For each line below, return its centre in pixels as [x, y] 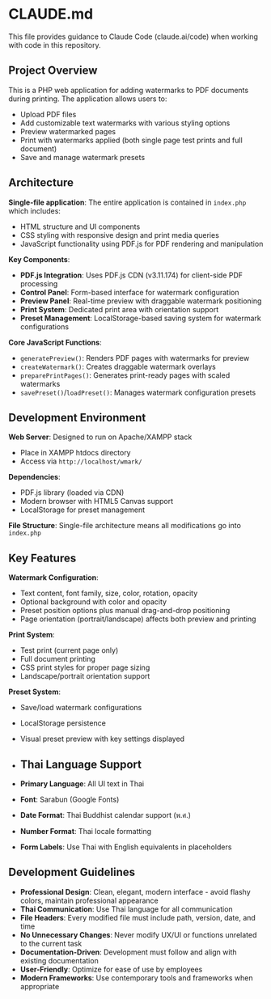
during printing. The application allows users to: [88, 99]
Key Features [42, 558]
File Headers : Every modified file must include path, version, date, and [138, 917]
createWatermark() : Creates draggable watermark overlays [118, 366]
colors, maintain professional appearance [89, 900]
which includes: [34, 210]
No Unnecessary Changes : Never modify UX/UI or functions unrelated [138, 934]
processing [39, 283]
